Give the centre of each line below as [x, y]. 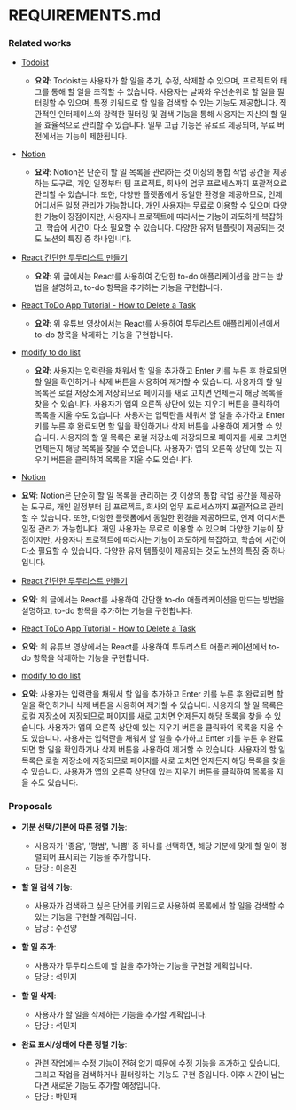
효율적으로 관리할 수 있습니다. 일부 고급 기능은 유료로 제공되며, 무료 [160, 125]
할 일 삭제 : [39, 996]
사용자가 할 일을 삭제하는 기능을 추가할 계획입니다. [121, 1014]
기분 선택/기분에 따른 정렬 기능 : [74, 827]
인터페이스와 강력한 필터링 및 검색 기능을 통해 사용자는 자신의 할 [168, 114]
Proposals [31, 807]
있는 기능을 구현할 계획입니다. [85, 917]
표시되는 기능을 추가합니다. [105, 856]
